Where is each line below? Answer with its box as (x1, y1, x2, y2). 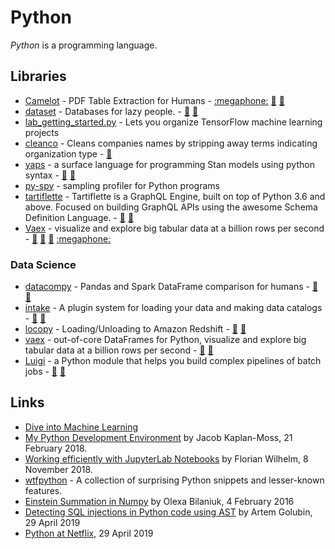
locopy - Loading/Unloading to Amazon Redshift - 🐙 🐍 (24, 323, 247, 335)
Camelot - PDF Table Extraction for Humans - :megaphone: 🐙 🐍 (24, 94, 285, 106)
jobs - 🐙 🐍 (24, 366, 67, 378)
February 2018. (24, 442, 88, 454)
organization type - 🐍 (24, 147, 113, 160)
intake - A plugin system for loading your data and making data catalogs (24, 302, 323, 314)
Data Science (10, 257, 77, 271)
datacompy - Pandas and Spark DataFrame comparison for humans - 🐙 (24, 281, 319, 293)
